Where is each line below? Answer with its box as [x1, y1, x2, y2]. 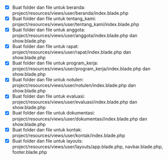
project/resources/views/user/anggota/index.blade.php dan [12, 33, 138, 39]
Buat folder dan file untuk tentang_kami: [12, 15, 96, 22]
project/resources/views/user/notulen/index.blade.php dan [12, 82, 136, 88]
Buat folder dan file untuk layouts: [12, 138, 83, 144]
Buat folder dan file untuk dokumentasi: [12, 110, 95, 116]
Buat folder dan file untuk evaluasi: [12, 93, 85, 99]
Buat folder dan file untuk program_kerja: [12, 60, 98, 66]
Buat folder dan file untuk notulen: [12, 77, 84, 83]
